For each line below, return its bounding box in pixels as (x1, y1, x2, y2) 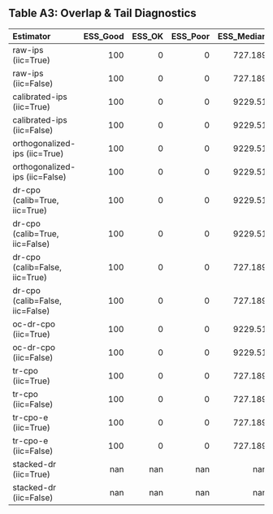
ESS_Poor (171, 30, 210, 41)
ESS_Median (217, 30, 267, 41)
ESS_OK (132, 30, 164, 41)
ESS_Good (83, 30, 124, 41)
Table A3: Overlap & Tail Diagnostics (8, 6, 197, 20)
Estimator (12, 30, 51, 41)
